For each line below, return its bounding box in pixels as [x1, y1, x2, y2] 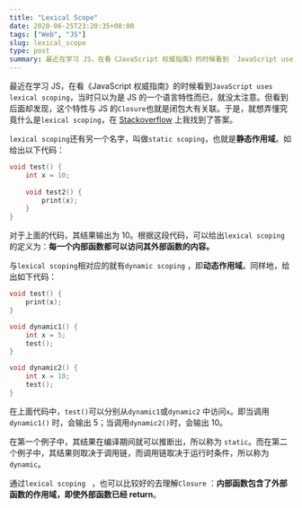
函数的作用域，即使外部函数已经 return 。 [9, 488, 162, 499]
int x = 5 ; [25, 330, 67, 339]
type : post [9, 47, 50, 56]
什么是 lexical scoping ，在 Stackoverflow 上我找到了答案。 [16, 114, 238, 125]
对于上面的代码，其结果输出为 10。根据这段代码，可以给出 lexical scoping [9, 230, 285, 241]
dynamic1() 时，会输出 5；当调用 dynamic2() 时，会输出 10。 [9, 416, 227, 427]
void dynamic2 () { [9, 363, 78, 372]
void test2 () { [25, 188, 83, 197]
